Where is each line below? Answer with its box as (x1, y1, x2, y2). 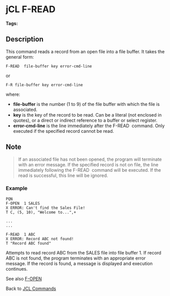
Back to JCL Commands (6, 285, 56, 291)
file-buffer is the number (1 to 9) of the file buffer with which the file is (13, 101, 160, 107)
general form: (6, 54, 34, 60)
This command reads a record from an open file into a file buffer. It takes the (6, 48, 165, 54)
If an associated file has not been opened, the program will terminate (18, 156, 162, 162)
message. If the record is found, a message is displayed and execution (6, 260, 153, 267)
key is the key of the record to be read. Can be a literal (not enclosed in (13, 112, 162, 118)
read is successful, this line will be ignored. (18, 172, 108, 178)
